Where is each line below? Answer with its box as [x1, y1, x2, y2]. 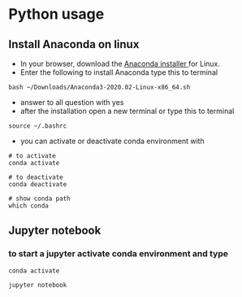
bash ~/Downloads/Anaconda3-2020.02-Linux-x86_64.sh [8, 83, 191, 91]
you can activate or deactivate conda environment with [19, 136, 205, 146]
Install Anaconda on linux [8, 37, 140, 51]
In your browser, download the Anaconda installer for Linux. [19, 59, 221, 68]
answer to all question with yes [19, 98, 124, 107]
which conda [8, 202, 49, 210]
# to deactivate [8, 173, 63, 181]
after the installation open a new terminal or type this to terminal [19, 107, 235, 116]
